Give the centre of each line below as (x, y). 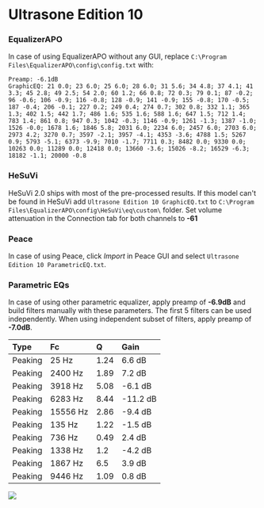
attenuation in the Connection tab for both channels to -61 (103, 218)
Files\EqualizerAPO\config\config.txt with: (81, 65)
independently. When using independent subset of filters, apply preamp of (130, 319)
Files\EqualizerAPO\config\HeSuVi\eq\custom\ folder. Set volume (115, 210)
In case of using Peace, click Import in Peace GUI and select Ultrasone (124, 256)
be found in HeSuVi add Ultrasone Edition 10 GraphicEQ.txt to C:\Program (131, 201)
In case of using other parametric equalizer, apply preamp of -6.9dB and (127, 302)
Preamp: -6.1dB (33, 80)
